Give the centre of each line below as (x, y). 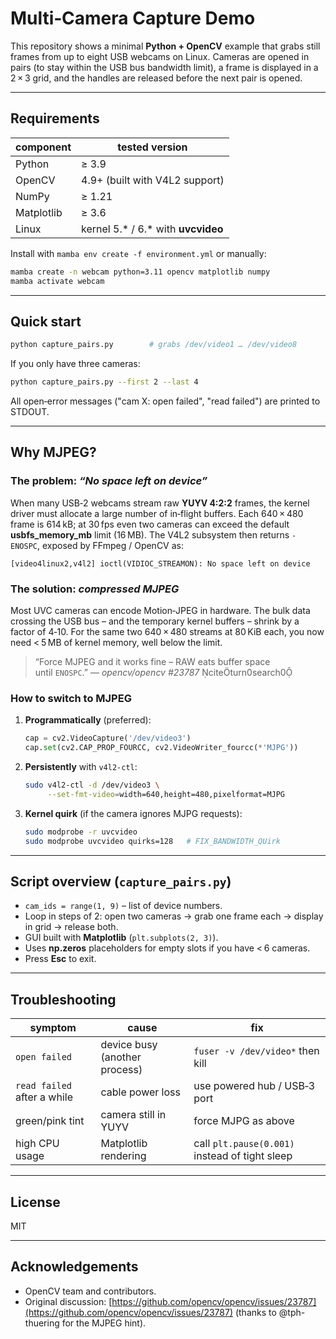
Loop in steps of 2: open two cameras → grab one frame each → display (174, 916)
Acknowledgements (74, 1267)
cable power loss (140, 1092)
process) (121, 1070)
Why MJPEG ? (53, 452)
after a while (44, 1097)
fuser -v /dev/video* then (256, 1051)
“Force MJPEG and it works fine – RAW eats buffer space (152, 662)
